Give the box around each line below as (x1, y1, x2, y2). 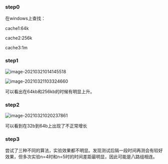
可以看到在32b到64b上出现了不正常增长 (5, 123, 87, 129)
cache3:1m (5, 45, 28, 51)
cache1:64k (5, 25, 29, 31)
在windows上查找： (5, 15, 46, 21)
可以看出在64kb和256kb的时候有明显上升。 (5, 88, 95, 94)
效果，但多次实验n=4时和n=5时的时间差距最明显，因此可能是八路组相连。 (5, 154, 157, 160)
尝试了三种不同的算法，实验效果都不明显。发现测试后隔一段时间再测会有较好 (5, 148, 163, 154)
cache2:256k (5, 35, 32, 41)
